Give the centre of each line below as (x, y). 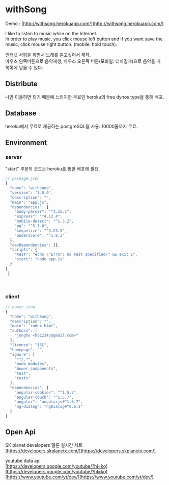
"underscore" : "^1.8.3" (40, 235)
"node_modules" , (32, 364)
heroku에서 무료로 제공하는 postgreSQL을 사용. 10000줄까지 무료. (72, 126)
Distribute (21, 84)
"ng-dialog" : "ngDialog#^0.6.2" (49, 407)
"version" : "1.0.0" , (32, 192)
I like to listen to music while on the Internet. (51, 33)
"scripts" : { (24, 250)
